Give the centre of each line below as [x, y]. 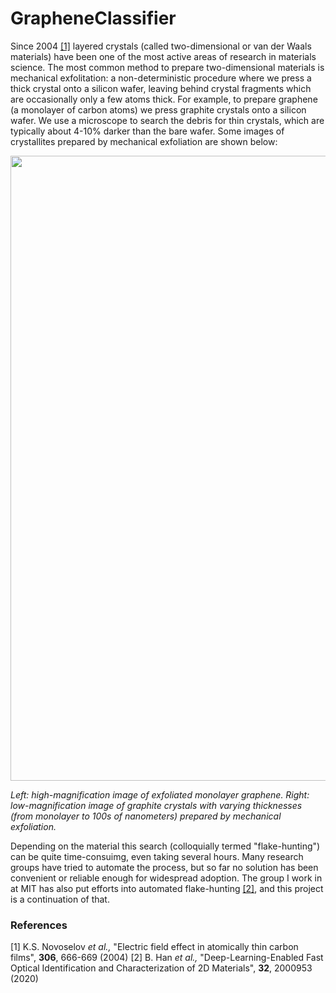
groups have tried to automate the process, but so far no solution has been [164, 867]
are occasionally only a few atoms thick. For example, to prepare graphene [164, 99]
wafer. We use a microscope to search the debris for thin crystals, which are [167, 120]
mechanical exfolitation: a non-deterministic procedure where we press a [161, 78]
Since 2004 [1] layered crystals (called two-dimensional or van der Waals [161, 46]
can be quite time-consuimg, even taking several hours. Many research [157, 856]
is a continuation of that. [60, 899]
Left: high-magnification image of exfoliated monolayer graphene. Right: [160, 794]
